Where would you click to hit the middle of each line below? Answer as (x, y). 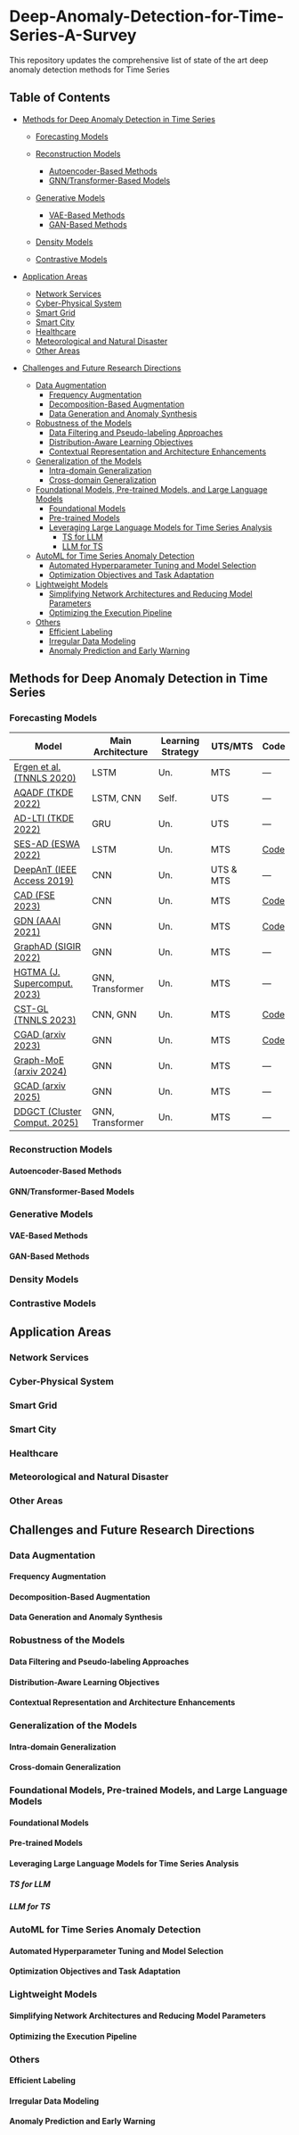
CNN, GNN (114, 1014)
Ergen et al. (37, 767)
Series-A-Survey (73, 35)
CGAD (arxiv (40, 1035)
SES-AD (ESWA (47, 844)
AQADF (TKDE (44, 793)
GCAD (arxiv (40, 1086)
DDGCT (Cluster (48, 1112)
